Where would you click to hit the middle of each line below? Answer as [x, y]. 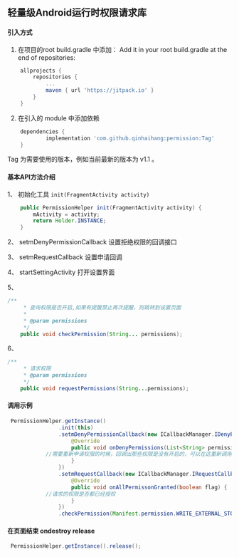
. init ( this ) [76, 427]
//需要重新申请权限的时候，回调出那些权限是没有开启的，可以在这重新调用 [139, 454]
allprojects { [41, 71]
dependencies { [43, 131]
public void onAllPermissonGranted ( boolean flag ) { [149, 487]
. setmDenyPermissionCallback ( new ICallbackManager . [136, 434]
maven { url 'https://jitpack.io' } [100, 90]
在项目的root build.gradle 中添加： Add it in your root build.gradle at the [122, 49]
